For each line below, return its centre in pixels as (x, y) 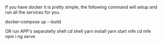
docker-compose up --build (33, 22)
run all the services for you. (33, 12)
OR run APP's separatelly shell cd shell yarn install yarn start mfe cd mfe (78, 31)
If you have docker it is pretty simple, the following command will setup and (81, 7)
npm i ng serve (20, 36)
